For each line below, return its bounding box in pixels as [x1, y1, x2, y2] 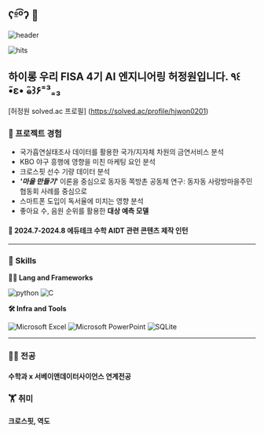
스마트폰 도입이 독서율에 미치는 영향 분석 [19, 196, 144, 205]
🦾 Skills [8, 255, 37, 266]
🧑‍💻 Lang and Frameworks [8, 273, 93, 283]
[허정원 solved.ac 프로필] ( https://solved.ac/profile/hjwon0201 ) [8, 106, 209, 116]
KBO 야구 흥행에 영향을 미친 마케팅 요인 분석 [19, 156, 156, 166]
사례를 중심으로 [40, 186, 88, 196]
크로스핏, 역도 [8, 416, 50, 426]
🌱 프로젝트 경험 [8, 127, 62, 138]
